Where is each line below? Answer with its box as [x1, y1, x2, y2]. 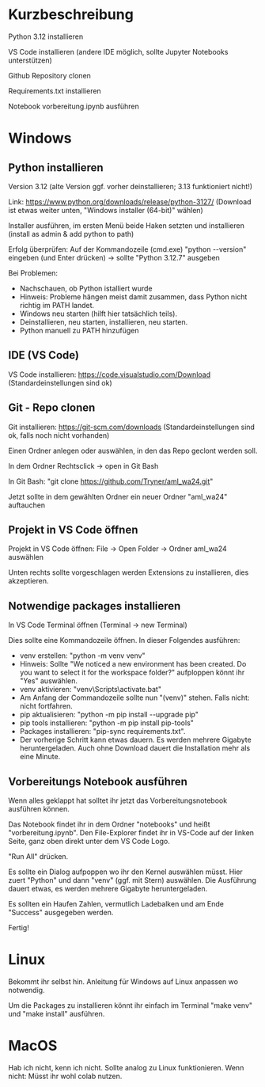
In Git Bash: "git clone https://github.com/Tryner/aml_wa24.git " [8, 477, 214, 486]
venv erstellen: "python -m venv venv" [19, 651, 146, 660]
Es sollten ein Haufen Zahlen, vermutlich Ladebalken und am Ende [8, 899, 224, 908]
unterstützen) [8, 55, 53, 65]
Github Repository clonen [8, 70, 91, 80]
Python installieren [8, 161, 104, 174]
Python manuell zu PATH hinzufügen [19, 325, 139, 335]
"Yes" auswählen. [19, 676, 78, 686]
